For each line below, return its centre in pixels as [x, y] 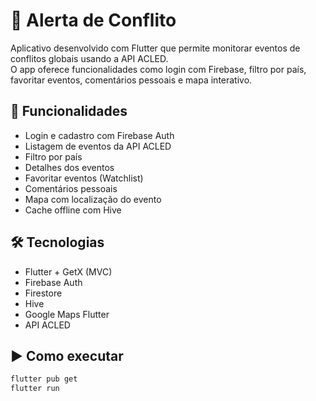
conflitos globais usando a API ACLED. [89, 58]
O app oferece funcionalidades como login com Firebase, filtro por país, [158, 69]
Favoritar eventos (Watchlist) [84, 178]
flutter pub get [44, 379]
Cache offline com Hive [73, 210]
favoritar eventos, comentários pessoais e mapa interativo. [131, 80]
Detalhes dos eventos [69, 167]
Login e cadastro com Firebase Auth [99, 135]
